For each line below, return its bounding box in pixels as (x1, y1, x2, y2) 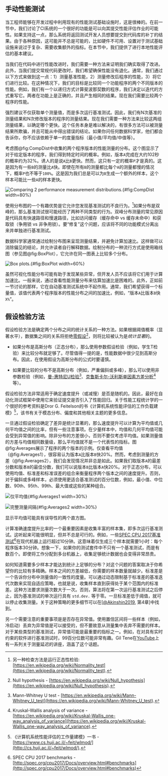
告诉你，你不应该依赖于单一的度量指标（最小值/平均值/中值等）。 (5, 135, 138, 141)
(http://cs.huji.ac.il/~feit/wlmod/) (12, 744, 79, 750)
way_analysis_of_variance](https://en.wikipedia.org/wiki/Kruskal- (12, 718, 146, 724)
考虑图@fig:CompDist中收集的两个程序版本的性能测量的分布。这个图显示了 (5, 145, 159, 151)
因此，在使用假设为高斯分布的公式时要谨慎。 (21, 356, 113, 362)
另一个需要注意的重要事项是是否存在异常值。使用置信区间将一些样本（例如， (5, 616, 163, 622)
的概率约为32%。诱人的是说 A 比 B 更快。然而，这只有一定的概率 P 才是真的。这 (5, 158, 162, 164)
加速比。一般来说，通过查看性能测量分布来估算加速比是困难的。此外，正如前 (5, 278, 163, 284)
